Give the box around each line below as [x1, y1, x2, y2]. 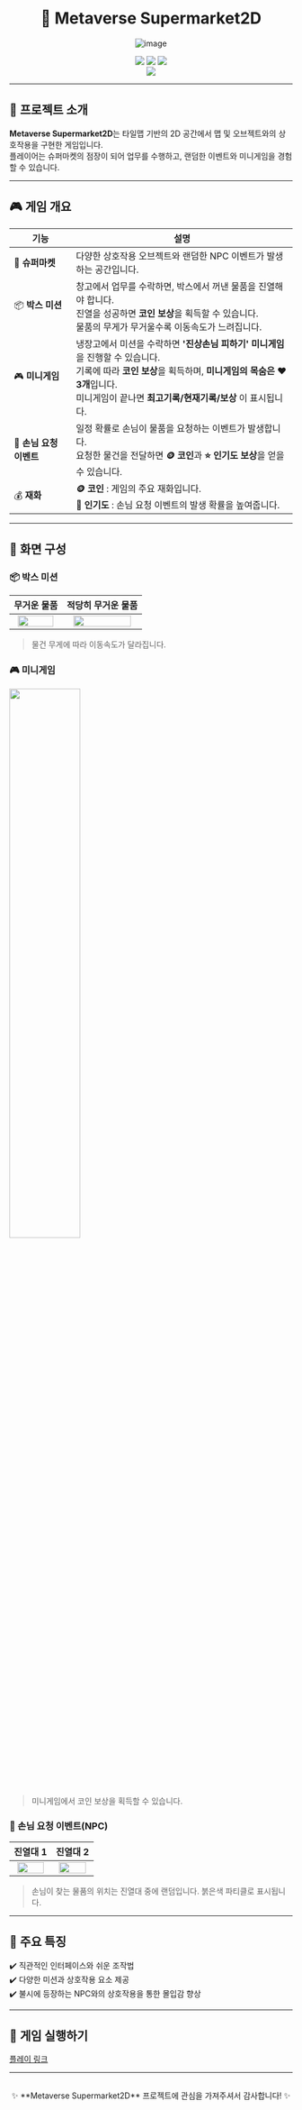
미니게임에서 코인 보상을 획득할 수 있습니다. [31, 1795, 183, 1806]
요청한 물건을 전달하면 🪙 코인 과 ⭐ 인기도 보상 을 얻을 [75, 449, 285, 461]
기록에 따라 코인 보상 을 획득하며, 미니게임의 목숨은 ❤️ [75, 364, 288, 377]
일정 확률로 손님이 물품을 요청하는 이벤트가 [75, 422, 245, 434]
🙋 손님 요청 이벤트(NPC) [9, 1820, 109, 1832]
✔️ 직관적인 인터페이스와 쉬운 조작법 [9, 1959, 135, 1970]
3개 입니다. [75, 378, 118, 390]
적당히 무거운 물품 [66, 599, 138, 612]
